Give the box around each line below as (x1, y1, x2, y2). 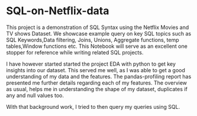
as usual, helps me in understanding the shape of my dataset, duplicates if (6, 85, 188, 92)
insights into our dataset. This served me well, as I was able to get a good (6, 66, 185, 73)
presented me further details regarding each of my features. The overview (6, 79, 188, 86)
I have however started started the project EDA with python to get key (6, 60, 176, 67)
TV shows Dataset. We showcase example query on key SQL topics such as (6, 30, 191, 37)
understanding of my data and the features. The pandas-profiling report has (6, 73, 192, 80)
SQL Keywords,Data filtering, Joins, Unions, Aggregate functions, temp (6, 36, 179, 43)
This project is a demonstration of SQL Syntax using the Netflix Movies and (6, 24, 189, 31)
